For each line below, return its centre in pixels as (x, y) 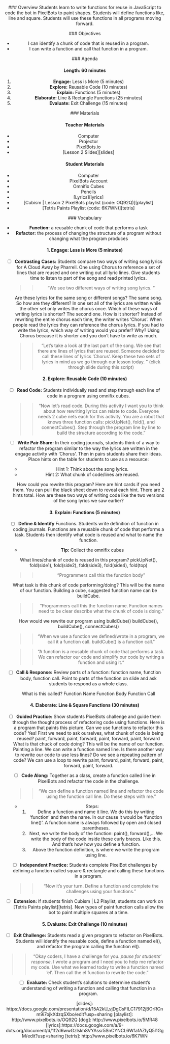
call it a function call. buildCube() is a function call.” (101, 642)
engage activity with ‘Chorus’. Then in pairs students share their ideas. (89, 454)
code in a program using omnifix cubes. (89, 396)
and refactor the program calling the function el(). (89, 947)
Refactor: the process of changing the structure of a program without (88, 233)
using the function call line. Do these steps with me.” (101, 796)
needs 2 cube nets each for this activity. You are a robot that (101, 417)
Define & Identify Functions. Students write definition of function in (89, 524)
